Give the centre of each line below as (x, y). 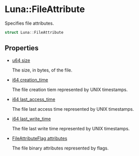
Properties (22, 48)
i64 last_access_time (34, 99)
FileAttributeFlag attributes (40, 138)
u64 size (21, 60)
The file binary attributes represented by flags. (60, 148)
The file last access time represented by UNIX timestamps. (73, 109)
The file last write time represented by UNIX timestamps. (71, 128)
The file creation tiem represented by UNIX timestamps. (70, 90)
